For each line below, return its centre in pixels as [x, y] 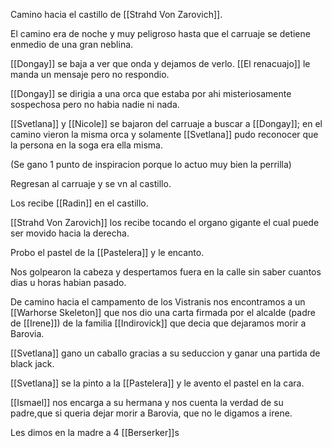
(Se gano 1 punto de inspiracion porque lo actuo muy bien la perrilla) [151, 164]
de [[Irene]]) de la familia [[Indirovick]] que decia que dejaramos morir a [158, 323]
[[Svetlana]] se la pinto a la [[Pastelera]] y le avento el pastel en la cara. [157, 383]
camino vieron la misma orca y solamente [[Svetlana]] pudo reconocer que [164, 134]
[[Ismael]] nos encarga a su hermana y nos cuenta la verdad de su [147, 402]
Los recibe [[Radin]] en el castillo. [79, 203]
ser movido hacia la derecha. [70, 233]
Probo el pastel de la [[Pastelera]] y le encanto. [107, 252]
